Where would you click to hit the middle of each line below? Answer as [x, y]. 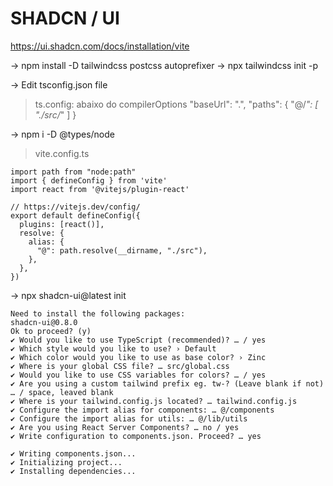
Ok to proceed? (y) [51, 331]
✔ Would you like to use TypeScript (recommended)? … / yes [138, 340]
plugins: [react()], [62, 224]
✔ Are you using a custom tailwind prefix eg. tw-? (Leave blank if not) [167, 383]
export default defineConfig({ [75, 215]
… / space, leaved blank [62, 392]
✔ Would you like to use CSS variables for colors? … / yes [138, 375]
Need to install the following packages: [98, 313]
